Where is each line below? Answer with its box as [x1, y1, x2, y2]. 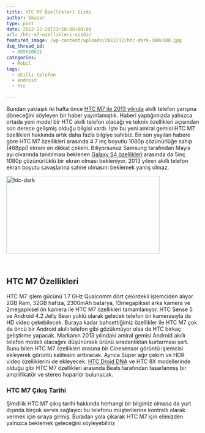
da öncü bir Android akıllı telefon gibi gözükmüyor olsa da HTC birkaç [6, 325, 182, 333]
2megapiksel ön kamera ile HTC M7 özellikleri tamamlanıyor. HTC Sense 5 [6, 306, 193, 313]
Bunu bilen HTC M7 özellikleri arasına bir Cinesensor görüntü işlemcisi [6, 344, 184, 352]
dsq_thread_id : [6, 43, 45, 50]
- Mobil [12, 60, 32, 66]
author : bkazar [6, 15, 45, 21]
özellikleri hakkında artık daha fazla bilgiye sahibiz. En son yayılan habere [6, 131, 191, 138]
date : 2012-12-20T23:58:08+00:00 [6, 26, 92, 32]
